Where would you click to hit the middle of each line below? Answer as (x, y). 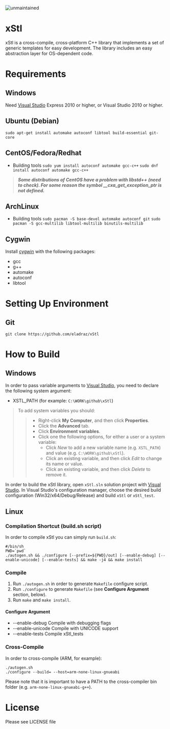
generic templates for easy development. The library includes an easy (79, 48)
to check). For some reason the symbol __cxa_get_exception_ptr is (90, 185)
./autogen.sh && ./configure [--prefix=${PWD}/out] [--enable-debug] (81, 555)
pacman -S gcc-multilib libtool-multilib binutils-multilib (78, 224)
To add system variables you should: (56, 411)
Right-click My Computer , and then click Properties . (94, 420)
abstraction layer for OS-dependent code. (49, 53)
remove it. (56, 475)
